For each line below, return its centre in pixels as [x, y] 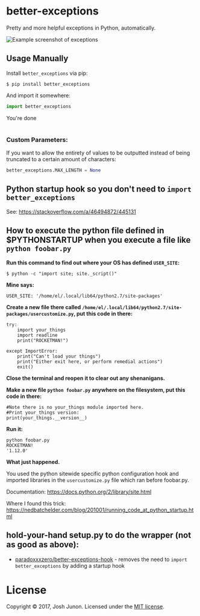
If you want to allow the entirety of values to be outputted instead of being [98, 153]
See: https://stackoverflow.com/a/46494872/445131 [71, 211]
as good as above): [43, 545]
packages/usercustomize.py [40, 314]
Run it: [14, 429]
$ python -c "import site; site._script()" [62, 274]
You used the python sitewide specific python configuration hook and [92, 473]
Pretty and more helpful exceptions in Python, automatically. [81, 28]
